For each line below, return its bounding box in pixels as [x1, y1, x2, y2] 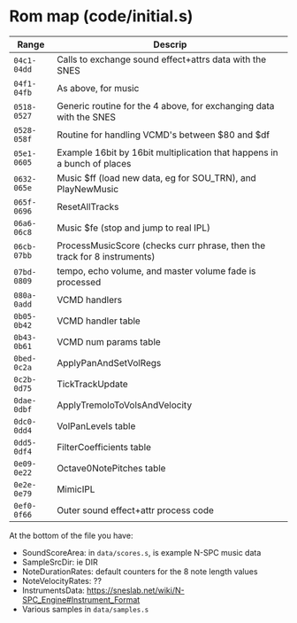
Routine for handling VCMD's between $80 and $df [57, 128, 270, 141]
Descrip [153, 38, 187, 51]
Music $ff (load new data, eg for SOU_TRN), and [57, 171, 256, 183]
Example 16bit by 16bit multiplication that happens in [57, 146, 278, 159]
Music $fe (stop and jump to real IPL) [57, 222, 210, 234]
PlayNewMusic [57, 183, 119, 195]
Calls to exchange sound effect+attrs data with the [57, 53, 267, 66]
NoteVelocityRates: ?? [21, 575, 102, 586]
